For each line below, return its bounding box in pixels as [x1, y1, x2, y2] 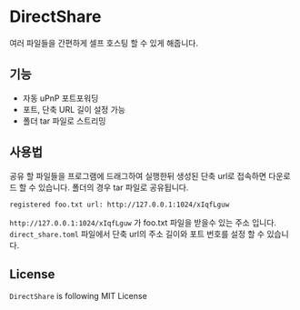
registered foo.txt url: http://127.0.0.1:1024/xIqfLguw [9, 200, 230, 209]
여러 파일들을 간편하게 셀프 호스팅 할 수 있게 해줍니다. [9, 37, 198, 48]
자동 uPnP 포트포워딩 [22, 93, 99, 104]
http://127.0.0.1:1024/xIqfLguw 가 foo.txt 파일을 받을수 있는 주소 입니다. [9, 216, 277, 228]
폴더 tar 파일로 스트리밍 [22, 115, 106, 126]
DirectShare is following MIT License [9, 291, 147, 302]
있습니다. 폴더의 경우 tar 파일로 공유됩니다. [37, 182, 189, 193]
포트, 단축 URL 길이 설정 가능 [22, 104, 125, 115]
